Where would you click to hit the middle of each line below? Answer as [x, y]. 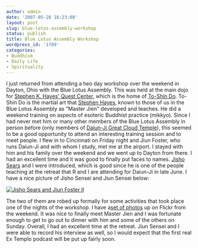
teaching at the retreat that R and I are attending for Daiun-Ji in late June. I [97, 172]
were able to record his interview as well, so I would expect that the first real [99, 233]
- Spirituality [25, 67]
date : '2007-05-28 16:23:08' [42, 17]
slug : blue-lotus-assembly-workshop [51, 28]
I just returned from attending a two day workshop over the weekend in [92, 84]
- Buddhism [20, 56]
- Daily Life [22, 61]
